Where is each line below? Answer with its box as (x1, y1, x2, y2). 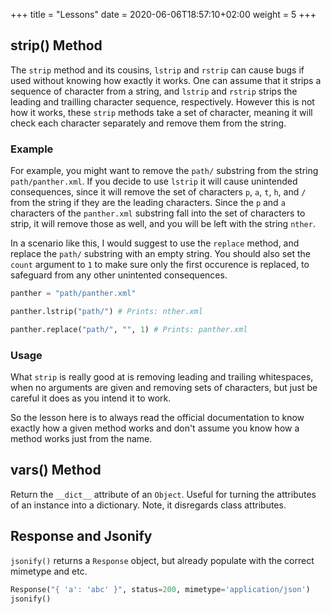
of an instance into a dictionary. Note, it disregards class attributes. (10, 499, 287, 511)
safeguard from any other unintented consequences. (10, 269, 228, 281)
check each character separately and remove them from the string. (10, 117, 287, 129)
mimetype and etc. (10, 565, 88, 577)
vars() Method (10, 462, 102, 479)
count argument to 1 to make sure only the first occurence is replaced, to (10, 259, 310, 271)
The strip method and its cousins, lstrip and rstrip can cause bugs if (10, 64, 305, 76)
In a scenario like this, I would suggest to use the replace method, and (10, 237, 300, 249)
